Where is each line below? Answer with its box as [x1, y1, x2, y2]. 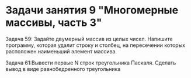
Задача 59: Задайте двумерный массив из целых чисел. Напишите [5, 35, 173, 42]
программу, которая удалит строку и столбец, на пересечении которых [5, 42, 185, 49]
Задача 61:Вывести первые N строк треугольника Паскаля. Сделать [5, 59, 176, 66]
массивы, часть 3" [5, 16, 102, 29]
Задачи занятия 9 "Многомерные [5, 4, 179, 17]
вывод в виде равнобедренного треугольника [5, 65, 121, 72]
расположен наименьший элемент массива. [5, 48, 117, 55]
